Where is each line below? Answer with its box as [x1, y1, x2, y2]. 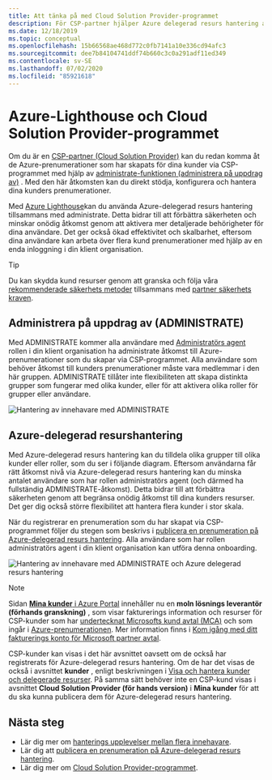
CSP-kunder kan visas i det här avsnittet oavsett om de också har [8, 649, 227, 659]
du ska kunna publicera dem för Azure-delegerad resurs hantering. [8, 692, 232, 701]
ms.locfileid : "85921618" [8, 72, 96, 80]
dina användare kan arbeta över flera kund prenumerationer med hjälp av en [8, 236, 263, 245]
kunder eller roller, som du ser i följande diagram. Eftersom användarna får [8, 458, 257, 468]
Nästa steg [8, 715, 65, 729]
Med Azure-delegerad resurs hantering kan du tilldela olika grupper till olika [8, 450, 261, 460]
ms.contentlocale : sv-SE [8, 58, 92, 66]
